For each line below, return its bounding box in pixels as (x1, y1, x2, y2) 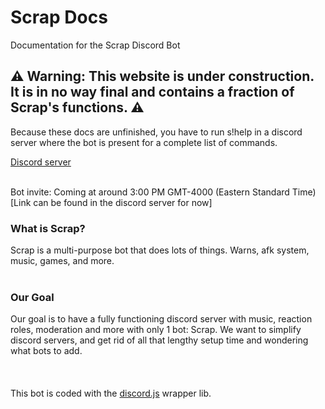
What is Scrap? (10, 221, 86, 235)
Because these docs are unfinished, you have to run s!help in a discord (10, 126, 303, 138)
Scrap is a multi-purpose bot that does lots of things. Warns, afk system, (10, 244, 310, 256)
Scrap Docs (10, 6, 108, 29)
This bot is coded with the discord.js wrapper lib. (10, 387, 212, 400)
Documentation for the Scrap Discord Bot (10, 39, 181, 51)
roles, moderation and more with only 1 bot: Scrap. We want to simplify (10, 324, 302, 336)
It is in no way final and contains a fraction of (10, 84, 295, 101)
